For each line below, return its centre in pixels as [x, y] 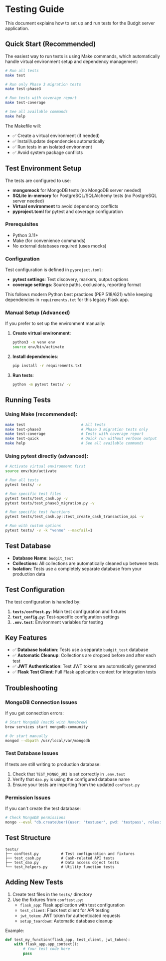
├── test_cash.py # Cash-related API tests [60, 858]
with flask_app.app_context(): [47, 944]
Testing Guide [35, 9]
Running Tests [28, 400]
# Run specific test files [33, 493]
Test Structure [28, 838]
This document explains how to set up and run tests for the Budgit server [80, 23]
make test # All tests [56, 424]
